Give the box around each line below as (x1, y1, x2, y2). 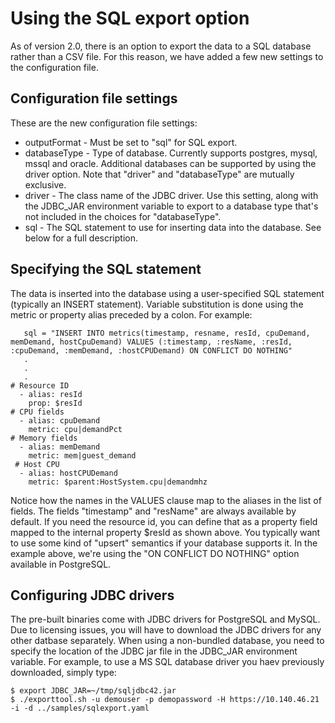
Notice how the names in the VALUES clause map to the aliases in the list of (10, 494, 322, 506)
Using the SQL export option (10, 7, 250, 30)
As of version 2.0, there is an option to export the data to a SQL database (10, 40, 312, 52)
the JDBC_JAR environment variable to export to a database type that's (24, 200, 319, 212)
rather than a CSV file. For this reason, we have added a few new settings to (10, 50, 324, 62)
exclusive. (24, 178, 67, 191)
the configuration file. (10, 61, 99, 73)
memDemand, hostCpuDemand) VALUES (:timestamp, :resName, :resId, (10, 337, 293, 347)
